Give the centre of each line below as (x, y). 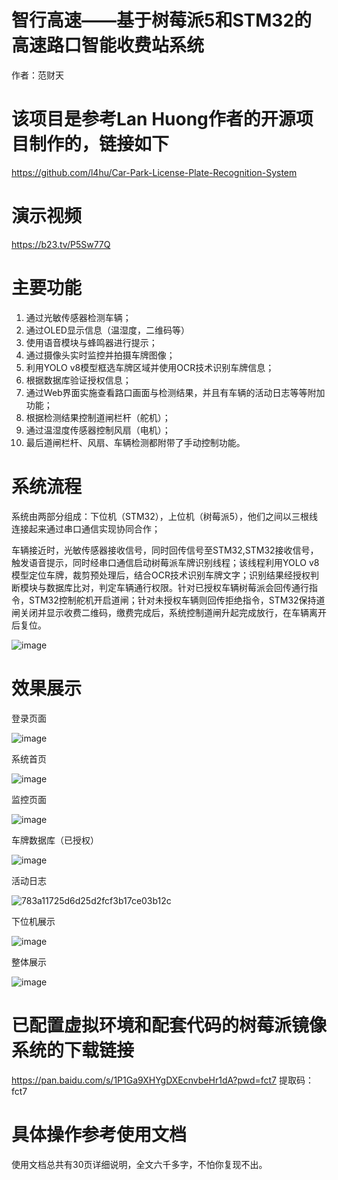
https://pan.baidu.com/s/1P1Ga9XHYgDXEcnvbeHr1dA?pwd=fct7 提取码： (162, 1080)
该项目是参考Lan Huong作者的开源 (153, 119)
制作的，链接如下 (99, 144)
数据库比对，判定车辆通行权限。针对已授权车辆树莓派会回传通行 (177, 587)
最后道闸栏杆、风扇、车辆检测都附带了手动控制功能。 (135, 442)
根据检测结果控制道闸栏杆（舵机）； (98, 417)
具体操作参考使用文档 (99, 1134)
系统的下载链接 (73, 1050)
